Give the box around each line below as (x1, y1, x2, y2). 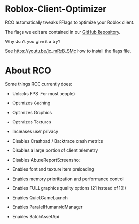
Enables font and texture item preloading (12, 166, 94, 172)
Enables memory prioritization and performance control (12, 176, 124, 182)
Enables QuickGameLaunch (12, 194, 68, 201)
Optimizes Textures (12, 119, 51, 125)
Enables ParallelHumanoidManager (12, 204, 83, 210)
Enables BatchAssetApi (12, 213, 60, 219)
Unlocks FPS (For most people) (12, 90, 75, 96)
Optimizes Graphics (12, 109, 52, 115)
